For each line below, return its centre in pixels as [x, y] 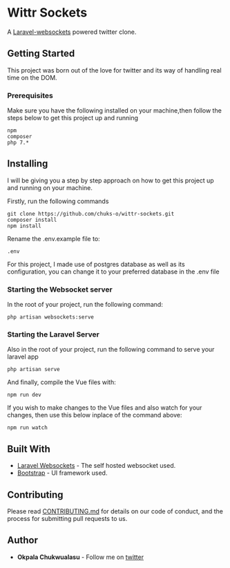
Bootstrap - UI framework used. [62, 473]
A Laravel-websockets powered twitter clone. [72, 32]
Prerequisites [30, 95]
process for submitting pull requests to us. [67, 519]
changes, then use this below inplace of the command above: [95, 415]
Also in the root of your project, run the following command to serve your [111, 350]
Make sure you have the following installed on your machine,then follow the [115, 111]
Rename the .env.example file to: [54, 238]
